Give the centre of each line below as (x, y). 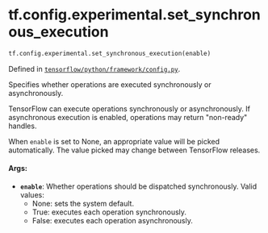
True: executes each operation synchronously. (109, 212)
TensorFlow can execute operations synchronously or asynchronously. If (129, 108)
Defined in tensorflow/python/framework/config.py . (94, 69)
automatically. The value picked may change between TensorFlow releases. (134, 150)
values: (32, 195)
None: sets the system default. (83, 204)
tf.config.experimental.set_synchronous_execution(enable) (110, 53)
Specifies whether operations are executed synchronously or (110, 84)
